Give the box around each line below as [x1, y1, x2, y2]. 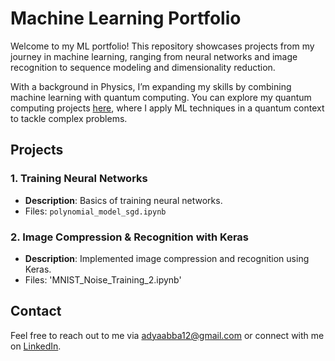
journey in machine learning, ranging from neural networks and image [10, 50, 298, 62]
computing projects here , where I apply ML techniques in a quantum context [10, 102, 325, 114]
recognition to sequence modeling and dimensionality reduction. [10, 61, 276, 73]
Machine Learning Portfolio [10, 7, 242, 30]
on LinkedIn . [10, 340, 62, 352]
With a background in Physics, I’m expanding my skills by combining [10, 80, 292, 92]
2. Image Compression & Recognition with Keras [10, 230, 250, 244]
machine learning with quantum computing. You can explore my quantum [10, 91, 312, 103]
